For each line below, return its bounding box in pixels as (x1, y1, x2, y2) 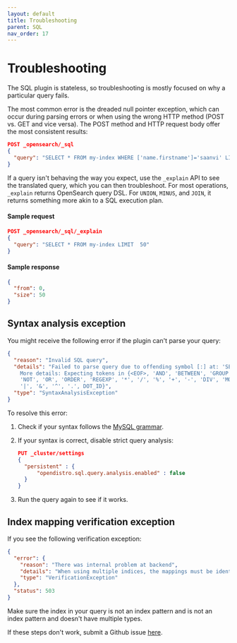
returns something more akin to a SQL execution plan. (7, 196, 164, 205)
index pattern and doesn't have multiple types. (7, 614, 142, 623)
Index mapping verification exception (7, 516, 175, 528)
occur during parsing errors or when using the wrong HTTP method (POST (7, 112, 224, 121)
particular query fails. (7, 91, 70, 100)
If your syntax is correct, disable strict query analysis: (17, 435, 174, 445)
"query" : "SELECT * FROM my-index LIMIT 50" (13, 241, 150, 248)
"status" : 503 (13, 587, 55, 595)
